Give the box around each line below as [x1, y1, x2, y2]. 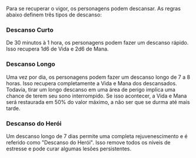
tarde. [6, 105, 21, 112]
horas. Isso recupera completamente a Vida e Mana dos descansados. [6, 79, 178, 87]
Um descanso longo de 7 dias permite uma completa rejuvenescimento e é [6, 132, 188, 140]
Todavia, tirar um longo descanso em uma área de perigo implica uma [6, 86, 175, 93]
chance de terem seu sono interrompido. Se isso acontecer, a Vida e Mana [6, 92, 187, 99]
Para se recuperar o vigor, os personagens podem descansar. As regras [6, 5, 181, 12]
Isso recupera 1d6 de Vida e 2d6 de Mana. [6, 45, 109, 52]
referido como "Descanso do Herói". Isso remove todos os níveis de [6, 139, 171, 146]
